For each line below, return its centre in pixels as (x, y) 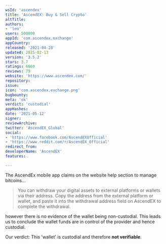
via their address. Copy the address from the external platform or (85, 195)
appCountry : (18, 43)
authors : (14, 24)
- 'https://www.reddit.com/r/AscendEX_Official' (57, 142)
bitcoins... (15, 180)
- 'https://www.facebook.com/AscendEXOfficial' (56, 137)
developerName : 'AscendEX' (34, 152)
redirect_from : (21, 147)
